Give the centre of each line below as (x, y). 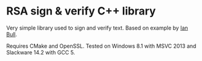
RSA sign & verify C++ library (81, 11)
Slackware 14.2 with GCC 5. (41, 52)
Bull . (12, 34)
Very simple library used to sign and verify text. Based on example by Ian (97, 28)
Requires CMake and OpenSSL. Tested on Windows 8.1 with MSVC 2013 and (101, 46)
